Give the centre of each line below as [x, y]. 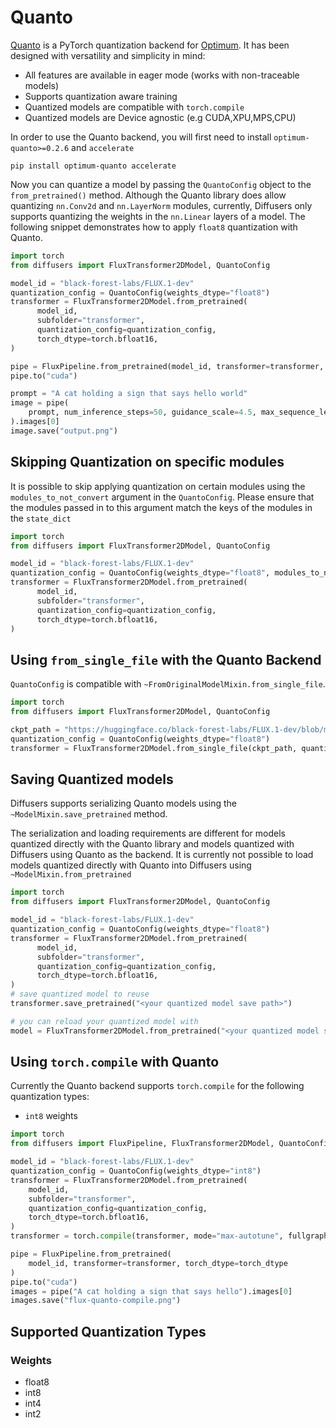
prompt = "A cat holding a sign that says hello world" [129, 394]
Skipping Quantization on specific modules [147, 462]
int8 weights [51, 1116]
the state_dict [41, 518]
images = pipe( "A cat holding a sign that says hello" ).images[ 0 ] [151, 1291]
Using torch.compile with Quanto [115, 1062]
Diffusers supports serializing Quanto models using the [123, 803]
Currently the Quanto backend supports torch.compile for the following [157, 1086]
